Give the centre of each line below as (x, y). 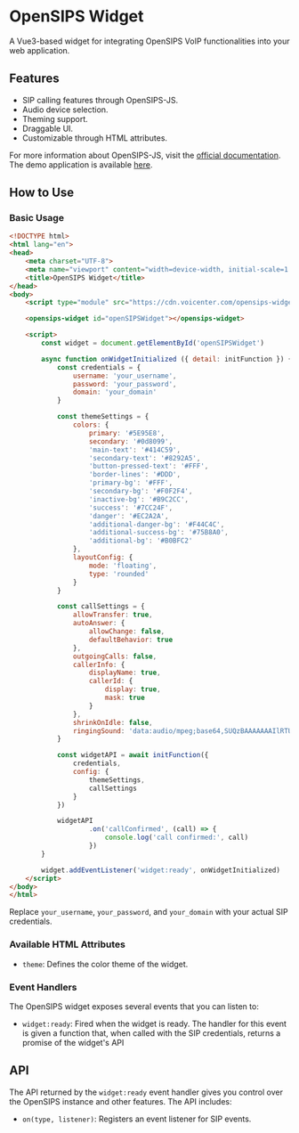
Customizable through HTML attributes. (94, 138)
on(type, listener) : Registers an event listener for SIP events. (137, 1119)
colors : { (91, 425)
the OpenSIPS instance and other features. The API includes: (121, 1101)
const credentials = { (99, 367)
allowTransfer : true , (113, 615)
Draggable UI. (48, 128)
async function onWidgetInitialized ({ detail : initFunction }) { (167, 359)
